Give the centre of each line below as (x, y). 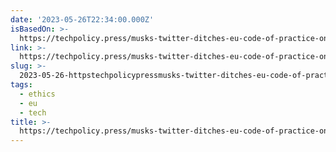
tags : (21, 85)
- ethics (37, 94)
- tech (33, 112)
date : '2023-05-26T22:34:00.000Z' (82, 19)
